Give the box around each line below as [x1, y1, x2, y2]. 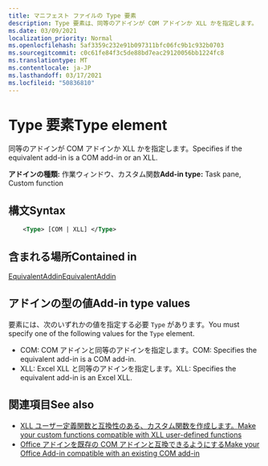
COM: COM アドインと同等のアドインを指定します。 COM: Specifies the [19, 345, 258, 355]
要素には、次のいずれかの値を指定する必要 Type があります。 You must [8, 319, 240, 329]
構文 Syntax [8, 204, 66, 217]
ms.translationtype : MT [8, 57, 88, 65]
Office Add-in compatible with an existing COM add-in [19, 448, 201, 458]
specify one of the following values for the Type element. [8, 328, 195, 338]
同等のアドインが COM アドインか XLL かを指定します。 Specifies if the [8, 144, 243, 153]
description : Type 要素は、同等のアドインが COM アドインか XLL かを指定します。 [8, 19, 258, 27]
